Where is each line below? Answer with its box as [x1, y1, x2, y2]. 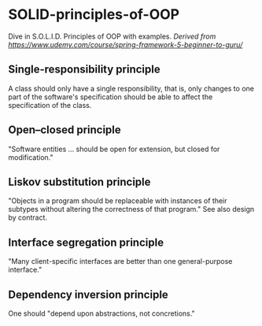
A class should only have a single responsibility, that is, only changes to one [8, 83, 254, 93]
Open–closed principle [8, 124, 122, 137]
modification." [8, 152, 54, 162]
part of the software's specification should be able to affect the [8, 92, 213, 102]
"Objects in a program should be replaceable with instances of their [8, 196, 227, 206]
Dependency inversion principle [8, 287, 169, 301]
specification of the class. [8, 100, 92, 109]
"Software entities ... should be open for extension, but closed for [8, 144, 220, 154]
